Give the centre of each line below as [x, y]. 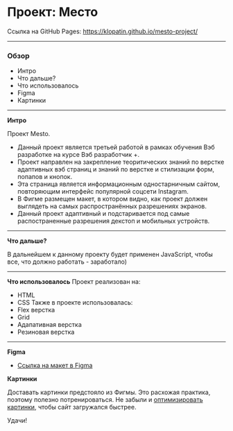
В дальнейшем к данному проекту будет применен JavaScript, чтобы [110, 255]
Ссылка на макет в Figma [55, 366]
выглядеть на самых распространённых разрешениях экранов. [112, 206]
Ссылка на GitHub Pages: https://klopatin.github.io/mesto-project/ [103, 31]
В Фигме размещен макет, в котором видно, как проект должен [112, 199]
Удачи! [17, 421]
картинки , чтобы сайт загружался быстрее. [72, 407]
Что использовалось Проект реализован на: [74, 282]
